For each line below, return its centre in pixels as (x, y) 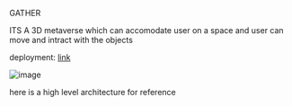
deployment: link (40, 57)
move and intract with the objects (71, 40)
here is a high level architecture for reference (93, 92)
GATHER (25, 13)
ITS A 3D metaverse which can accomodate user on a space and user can (147, 30)
